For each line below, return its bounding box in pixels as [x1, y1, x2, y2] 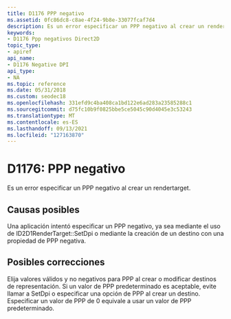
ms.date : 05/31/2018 [7, 87, 67, 93]
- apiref [7, 49, 32, 56]
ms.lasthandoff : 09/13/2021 [7, 125, 88, 132]
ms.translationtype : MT [7, 112, 76, 119]
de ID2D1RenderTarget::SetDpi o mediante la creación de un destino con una [7, 230, 224, 237]
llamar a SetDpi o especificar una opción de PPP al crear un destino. [7, 289, 201, 298]
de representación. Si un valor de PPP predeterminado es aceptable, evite [7, 282, 217, 290]
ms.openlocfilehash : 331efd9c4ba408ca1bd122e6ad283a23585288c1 [7, 100, 192, 107]
